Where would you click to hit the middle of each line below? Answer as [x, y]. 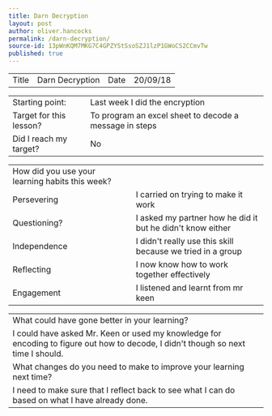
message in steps [123, 125]
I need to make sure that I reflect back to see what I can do [124, 390]
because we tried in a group [189, 251]
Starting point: [39, 102]
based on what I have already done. [80, 400]
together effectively [173, 274]
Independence [40, 246]
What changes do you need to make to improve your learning [128, 367]
